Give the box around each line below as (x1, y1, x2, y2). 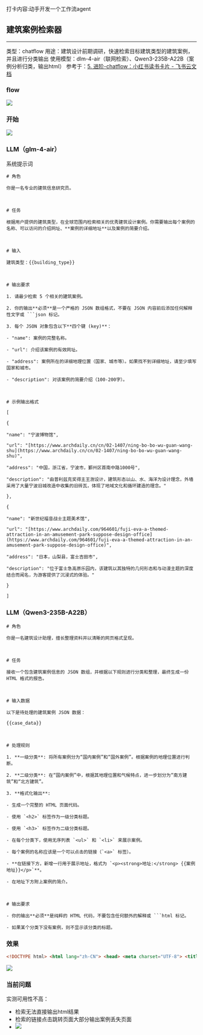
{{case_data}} (6, 720, 42, 726)
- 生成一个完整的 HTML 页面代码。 (6, 802, 82, 808)
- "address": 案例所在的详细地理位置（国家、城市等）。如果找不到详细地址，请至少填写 (6, 359, 197, 365)
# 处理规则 (6, 742, 30, 748)
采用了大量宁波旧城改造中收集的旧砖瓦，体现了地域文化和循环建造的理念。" (6, 482, 167, 488)
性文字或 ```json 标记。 (6, 311, 62, 317)
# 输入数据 (6, 698, 30, 704)
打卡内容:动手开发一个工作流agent (6, 5, 91, 12)
